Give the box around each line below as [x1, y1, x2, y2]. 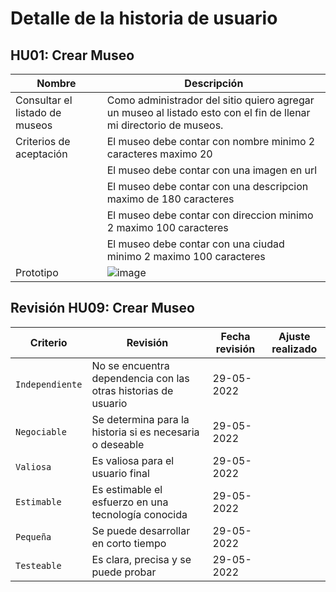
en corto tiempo [91, 536, 167, 550]
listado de [15, 106, 62, 119]
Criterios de [15, 135, 71, 148]
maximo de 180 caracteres [106, 192, 235, 206]
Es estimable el [91, 482, 163, 496]
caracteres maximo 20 [106, 147, 213, 161]
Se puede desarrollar [91, 523, 191, 537]
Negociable [15, 426, 67, 437]
